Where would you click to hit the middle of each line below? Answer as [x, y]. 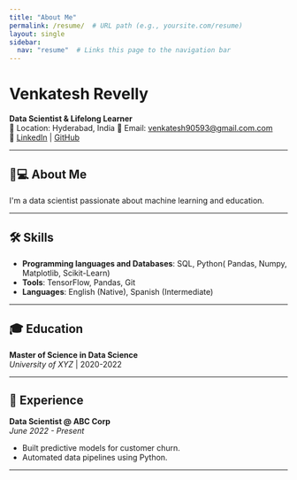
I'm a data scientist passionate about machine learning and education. [137, 200]
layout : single [37, 34]
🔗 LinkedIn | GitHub [45, 137]
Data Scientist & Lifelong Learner [71, 119]
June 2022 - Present [47, 431]
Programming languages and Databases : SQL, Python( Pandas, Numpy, [154, 263]
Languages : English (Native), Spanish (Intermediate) [118, 291]
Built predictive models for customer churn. [101, 448]
